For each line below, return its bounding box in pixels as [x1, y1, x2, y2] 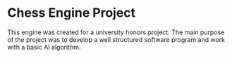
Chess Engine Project [7, 5, 136, 21]
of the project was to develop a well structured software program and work [7, 35, 226, 43]
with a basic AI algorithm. [7, 43, 81, 51]
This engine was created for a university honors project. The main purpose [7, 28, 225, 36]
